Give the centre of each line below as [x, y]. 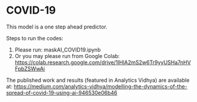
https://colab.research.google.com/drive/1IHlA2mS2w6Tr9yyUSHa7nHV [103, 62]
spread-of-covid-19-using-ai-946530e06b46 [62, 93]
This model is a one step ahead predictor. [57, 27]
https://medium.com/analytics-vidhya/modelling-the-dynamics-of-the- [101, 86]
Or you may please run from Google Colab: [67, 56]
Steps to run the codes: [35, 38]
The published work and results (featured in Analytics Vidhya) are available [98, 80]
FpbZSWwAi [30, 68]
